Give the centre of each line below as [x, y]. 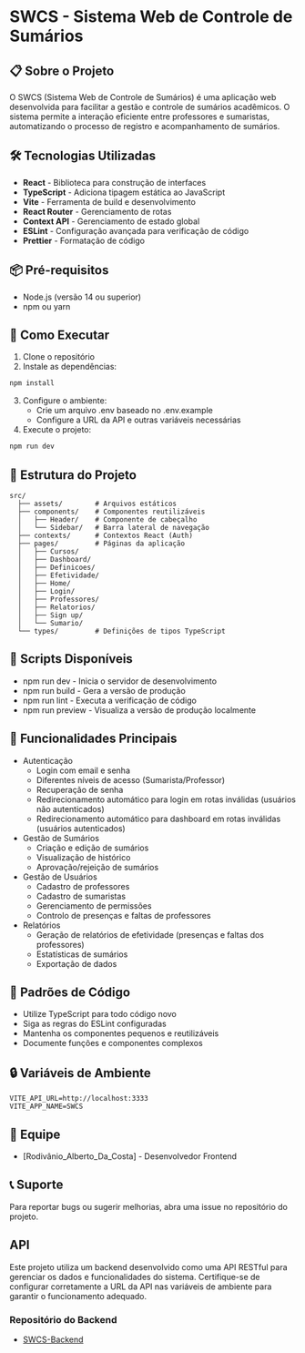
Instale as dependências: [69, 367]
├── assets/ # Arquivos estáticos [97, 504]
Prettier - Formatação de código [84, 240]
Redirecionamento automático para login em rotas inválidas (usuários [166, 799]
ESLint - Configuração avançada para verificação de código [136, 230]
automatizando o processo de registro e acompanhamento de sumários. [145, 126]
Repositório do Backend [63, 1319]
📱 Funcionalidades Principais [93, 739]
